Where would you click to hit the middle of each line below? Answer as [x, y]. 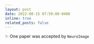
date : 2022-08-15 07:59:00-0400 [38, 14]
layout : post [18, 9]
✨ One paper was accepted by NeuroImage [47, 36]
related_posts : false [27, 23]
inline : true [18, 18]
